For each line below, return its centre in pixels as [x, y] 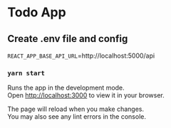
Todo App [37, 12]
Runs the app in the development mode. [66, 88]
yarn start [26, 73]
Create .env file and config [68, 39]
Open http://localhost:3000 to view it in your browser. [86, 95]
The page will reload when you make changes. [76, 109]
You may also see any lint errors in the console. [77, 117]
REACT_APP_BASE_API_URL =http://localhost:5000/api [81, 55]
